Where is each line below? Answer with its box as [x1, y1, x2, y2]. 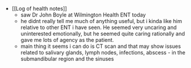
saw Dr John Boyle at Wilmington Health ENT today [20, 11, 146, 18]
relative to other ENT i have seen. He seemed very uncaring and [20, 24, 177, 31]
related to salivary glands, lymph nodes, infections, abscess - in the [20, 49, 186, 56]
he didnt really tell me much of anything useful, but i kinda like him [20, 18, 182, 24]
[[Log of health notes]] [11, 5, 67, 12]
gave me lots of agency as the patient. [20, 37, 114, 43]
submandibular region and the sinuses [20, 56, 114, 62]
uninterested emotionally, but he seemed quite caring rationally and [20, 30, 185, 37]
